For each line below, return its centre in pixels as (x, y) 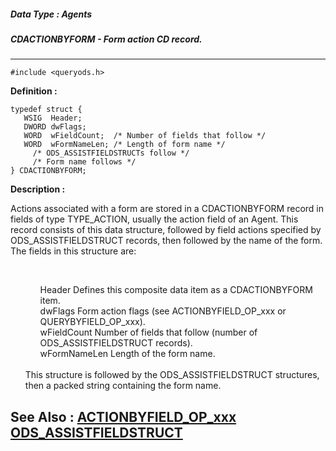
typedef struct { (46, 110)
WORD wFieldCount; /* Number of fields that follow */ (145, 136)
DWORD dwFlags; (55, 127)
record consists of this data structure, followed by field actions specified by (166, 230)
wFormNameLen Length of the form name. (127, 354)
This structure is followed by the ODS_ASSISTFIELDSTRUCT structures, (172, 375)
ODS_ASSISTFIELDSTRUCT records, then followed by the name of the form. (166, 241)
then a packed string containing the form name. (123, 386)
